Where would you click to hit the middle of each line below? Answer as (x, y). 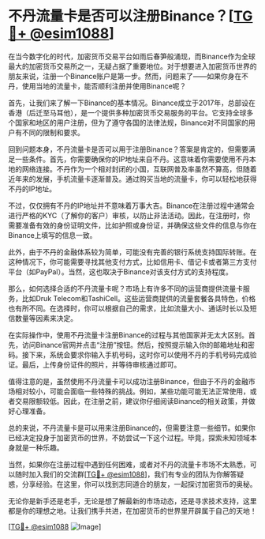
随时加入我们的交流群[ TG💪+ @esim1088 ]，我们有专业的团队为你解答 (126, 474)
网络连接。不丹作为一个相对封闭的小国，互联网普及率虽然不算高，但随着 (139, 169)
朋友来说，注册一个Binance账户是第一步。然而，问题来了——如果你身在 (125, 76)
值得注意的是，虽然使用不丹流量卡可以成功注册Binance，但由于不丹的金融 (129, 381)
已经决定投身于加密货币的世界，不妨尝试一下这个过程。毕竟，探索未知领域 (129, 437)
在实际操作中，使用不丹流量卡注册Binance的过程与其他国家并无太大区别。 (129, 335)
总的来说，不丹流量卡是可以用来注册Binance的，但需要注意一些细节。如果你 (132, 428)
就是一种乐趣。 (39, 447)
